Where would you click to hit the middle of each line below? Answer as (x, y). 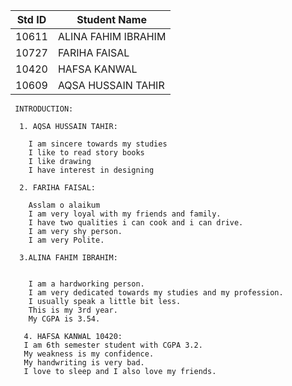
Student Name (111, 19)
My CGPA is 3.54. (64, 319)
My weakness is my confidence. (89, 354)
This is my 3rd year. (73, 310)
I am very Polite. (66, 240)
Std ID (31, 19)
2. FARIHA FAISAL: (58, 188)
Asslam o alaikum (64, 205)
